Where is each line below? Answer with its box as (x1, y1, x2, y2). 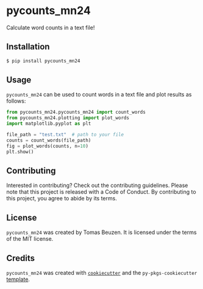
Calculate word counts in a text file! (6, 24, 95, 31)
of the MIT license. (6, 235, 54, 243)
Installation (6, 42, 50, 52)
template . (6, 276, 30, 283)
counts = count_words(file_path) (6, 137, 91, 144)
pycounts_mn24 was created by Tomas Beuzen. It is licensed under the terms (6, 229, 197, 236)
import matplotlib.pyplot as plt (6, 120, 91, 127)
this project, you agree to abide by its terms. (6, 195, 117, 202)
